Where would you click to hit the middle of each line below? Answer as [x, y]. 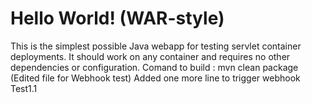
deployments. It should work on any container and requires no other [150, 56]
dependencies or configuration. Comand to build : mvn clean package [154, 67]
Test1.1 [24, 88]
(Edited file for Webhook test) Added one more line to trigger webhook [155, 78]
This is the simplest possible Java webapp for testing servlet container [156, 46]
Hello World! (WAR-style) [117, 18]
